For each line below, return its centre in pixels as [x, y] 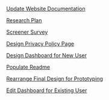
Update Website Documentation [46, 9]
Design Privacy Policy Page [40, 44]
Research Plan [24, 20]
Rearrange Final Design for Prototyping [55, 79]
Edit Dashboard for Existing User [47, 90]
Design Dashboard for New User [47, 55]
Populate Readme [28, 67]
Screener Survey [27, 32]
